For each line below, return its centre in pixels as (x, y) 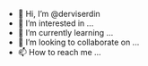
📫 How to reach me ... (59, 52)
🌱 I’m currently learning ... (65, 33)
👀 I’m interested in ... (56, 23)
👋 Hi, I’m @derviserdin (59, 14)
